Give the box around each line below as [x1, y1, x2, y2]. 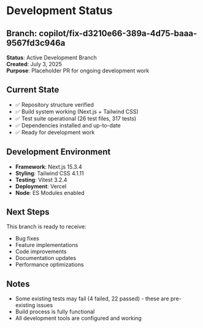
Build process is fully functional [15, 308, 95, 316]
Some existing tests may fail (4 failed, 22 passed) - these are [15, 295, 170, 302]
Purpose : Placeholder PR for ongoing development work [6, 67, 150, 74]
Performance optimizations [15, 261, 84, 269]
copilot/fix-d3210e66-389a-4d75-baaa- [39, 28, 197, 39]
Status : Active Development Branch [6, 54, 97, 61]
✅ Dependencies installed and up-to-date [15, 121, 121, 129]
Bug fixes [15, 235, 40, 242]
